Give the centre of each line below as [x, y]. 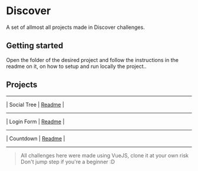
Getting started [35, 46]
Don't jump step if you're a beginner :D [67, 162]
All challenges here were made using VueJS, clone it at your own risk [104, 155]
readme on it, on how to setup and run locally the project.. [76, 66]
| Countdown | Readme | [36, 138]
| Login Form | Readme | [35, 121]
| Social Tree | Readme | [35, 104]
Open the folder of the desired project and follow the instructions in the [92, 60]
